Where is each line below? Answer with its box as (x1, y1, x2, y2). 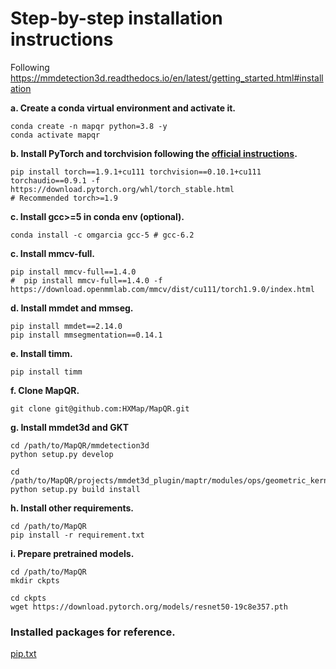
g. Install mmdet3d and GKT (10, 421, 130, 433)
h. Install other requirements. (10, 502, 134, 514)
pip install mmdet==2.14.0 (10, 321, 123, 331)
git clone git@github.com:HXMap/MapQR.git (10, 403, 190, 414)
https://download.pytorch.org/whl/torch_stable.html (10, 184, 235, 194)
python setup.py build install (10, 484, 141, 494)
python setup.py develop (10, 449, 114, 459)
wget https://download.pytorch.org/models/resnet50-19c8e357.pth (10, 602, 288, 612)
